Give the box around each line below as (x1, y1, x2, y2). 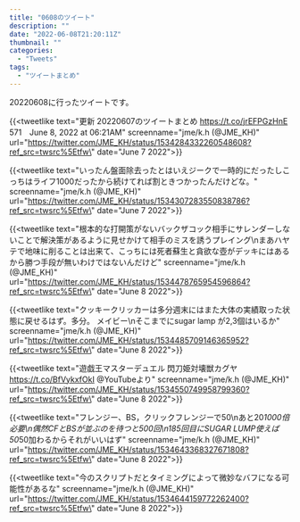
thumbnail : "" (9, 37, 62, 47)
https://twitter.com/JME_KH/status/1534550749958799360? (27, 384, 250, 394)
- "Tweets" (17, 54, 58, 63)
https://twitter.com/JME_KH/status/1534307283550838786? (27, 195, 250, 206)
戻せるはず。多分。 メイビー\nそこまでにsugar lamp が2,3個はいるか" (24, 315, 280, 326)
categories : (9, 46, 54, 55)
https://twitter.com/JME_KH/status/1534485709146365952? (27, 335, 250, 345)
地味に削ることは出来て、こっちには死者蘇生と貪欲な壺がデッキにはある (24, 245, 290, 256)
